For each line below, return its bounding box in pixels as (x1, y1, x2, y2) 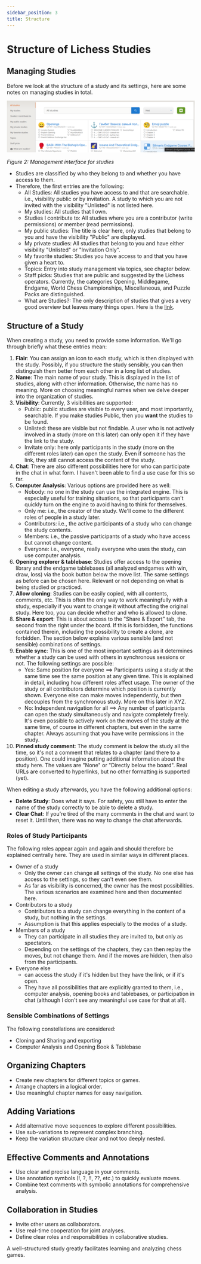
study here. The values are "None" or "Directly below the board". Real (15, 762, 187, 769)
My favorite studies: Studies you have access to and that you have (24, 253, 188, 260)
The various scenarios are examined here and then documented (24, 889, 183, 896)
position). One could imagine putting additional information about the (15, 755, 185, 762)
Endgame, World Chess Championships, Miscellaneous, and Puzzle (24, 284, 190, 291)
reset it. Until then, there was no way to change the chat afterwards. (15, 817, 183, 824)
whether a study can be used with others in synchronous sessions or (15, 654, 185, 661)
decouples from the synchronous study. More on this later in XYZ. (24, 698, 187, 706)
